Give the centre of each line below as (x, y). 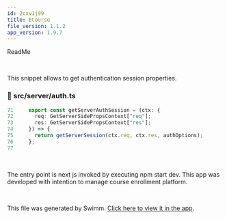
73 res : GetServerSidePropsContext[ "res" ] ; (79, 123)
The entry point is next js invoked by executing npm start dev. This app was (113, 174)
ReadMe (19, 52)
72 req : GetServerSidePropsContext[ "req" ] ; (79, 117)
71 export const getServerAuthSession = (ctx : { (84, 110)
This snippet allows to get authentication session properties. (92, 78)
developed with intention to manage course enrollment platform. (97, 181)
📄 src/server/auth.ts (41, 96)
